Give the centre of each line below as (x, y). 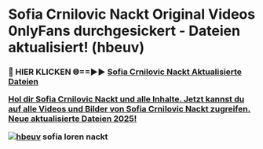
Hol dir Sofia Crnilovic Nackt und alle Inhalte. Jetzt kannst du (126, 99)
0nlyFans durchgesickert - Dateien (124, 31)
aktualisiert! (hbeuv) (77, 48)
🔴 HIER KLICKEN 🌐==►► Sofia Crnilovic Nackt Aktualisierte (125, 72)
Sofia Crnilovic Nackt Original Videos (132, 14)
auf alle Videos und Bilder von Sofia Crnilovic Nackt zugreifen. (130, 109)
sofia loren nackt (75, 137)
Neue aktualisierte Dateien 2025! (73, 119)
